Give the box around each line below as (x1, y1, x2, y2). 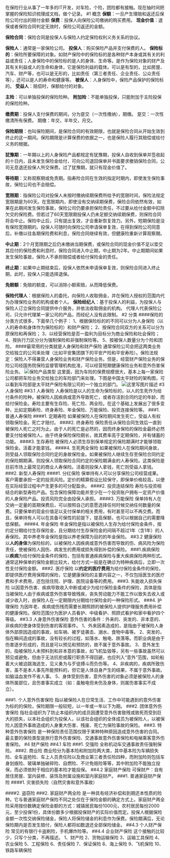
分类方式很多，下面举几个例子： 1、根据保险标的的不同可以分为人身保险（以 (5, 318, 163, 324)
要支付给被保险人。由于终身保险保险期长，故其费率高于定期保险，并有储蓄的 (5, 432, 165, 438)
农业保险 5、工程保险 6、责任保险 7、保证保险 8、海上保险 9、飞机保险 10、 (5, 841, 164, 847)
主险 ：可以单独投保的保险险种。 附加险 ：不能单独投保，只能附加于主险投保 (5, 94, 162, 100)
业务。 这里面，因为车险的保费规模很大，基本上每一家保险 (9, 369, 163, 375)
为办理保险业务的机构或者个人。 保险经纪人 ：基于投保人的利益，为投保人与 (5, 299, 162, 305)
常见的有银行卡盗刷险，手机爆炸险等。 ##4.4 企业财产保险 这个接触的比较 (11, 828, 165, 834)
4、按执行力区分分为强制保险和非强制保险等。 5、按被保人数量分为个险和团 (5, 337, 163, 343)
